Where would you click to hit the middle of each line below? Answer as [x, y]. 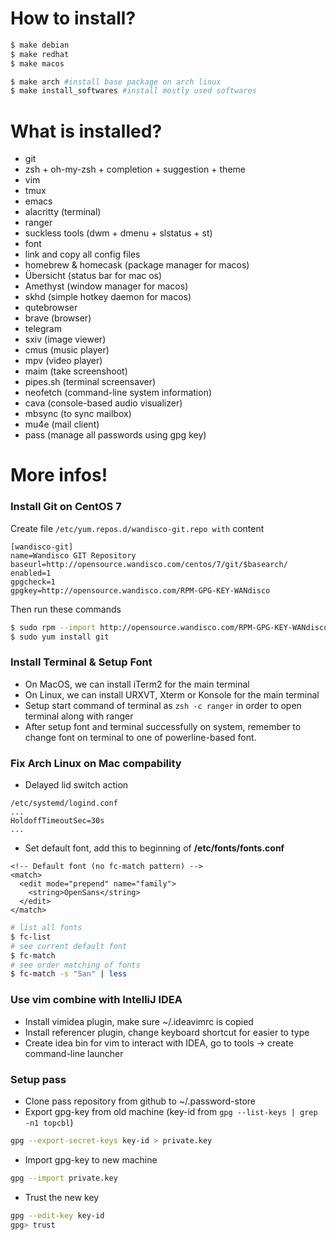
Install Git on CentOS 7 [66, 507]
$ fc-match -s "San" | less [69, 974]
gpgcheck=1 [33, 582]
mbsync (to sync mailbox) [78, 414]
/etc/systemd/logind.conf [64, 803]
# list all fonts [46, 928]
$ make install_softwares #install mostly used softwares [133, 91]
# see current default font [69, 946]
